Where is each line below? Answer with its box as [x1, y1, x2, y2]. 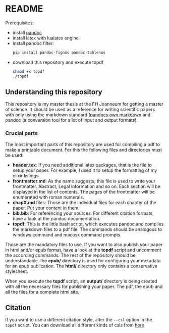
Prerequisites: [5, 20, 34, 26]
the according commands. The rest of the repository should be [5, 252, 136, 258]
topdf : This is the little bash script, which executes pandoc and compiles [12, 221, 164, 227]
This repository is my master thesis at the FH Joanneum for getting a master [5, 101, 164, 107]
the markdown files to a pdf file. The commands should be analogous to [12, 226, 162, 232]
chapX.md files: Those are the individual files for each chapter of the [12, 199, 156, 205]
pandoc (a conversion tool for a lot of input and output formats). [5, 117, 138, 123]
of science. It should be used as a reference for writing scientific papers [5, 107, 155, 113]
